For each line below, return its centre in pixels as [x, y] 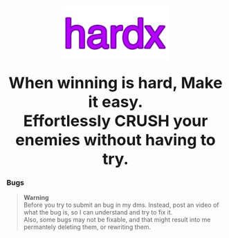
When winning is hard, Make [116, 83]
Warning [36, 198]
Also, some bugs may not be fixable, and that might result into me [117, 220]
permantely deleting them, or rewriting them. [87, 227]
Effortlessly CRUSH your [116, 121]
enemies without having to [116, 139]
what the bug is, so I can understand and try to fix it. [98, 212]
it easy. [116, 101]
